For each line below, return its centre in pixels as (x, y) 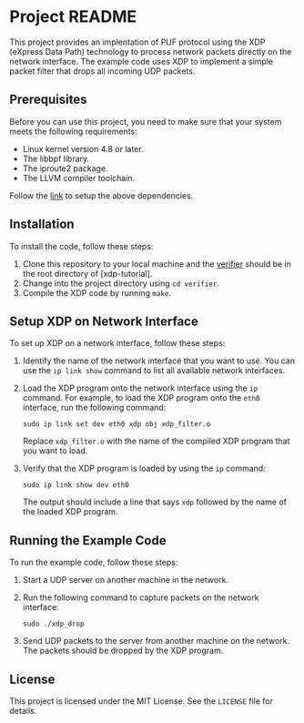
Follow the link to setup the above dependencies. (101, 195)
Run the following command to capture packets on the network (141, 597)
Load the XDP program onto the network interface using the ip (140, 388)
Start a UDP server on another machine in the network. (126, 580)
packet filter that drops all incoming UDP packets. (102, 71)
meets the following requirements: (74, 131)
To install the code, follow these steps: (81, 246)
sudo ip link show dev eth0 (76, 485)
